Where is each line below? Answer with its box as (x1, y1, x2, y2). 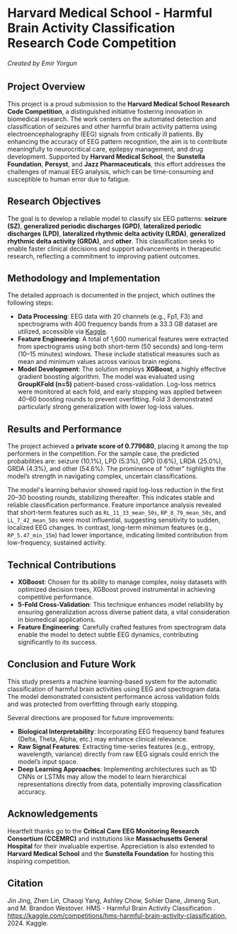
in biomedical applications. (17, 615, 96, 624)
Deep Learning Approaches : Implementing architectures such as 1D (17, 765, 217, 773)
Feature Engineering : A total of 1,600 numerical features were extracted (17, 335, 229, 343)
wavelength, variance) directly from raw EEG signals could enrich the (17, 749, 219, 758)
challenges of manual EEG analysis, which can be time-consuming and (7, 167, 214, 176)
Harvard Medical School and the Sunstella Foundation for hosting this (7, 849, 214, 858)
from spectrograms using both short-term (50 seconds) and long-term (17, 342, 224, 351)
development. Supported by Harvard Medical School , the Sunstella (7, 152, 205, 161)
